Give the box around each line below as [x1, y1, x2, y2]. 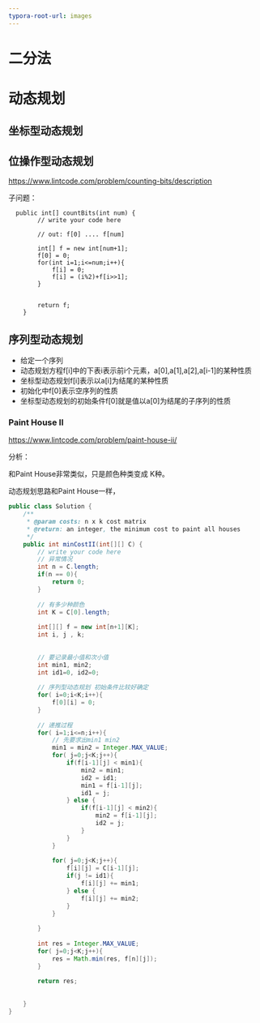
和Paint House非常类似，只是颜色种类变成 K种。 [8, 469, 169, 479]
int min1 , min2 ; [37, 661, 92, 669]
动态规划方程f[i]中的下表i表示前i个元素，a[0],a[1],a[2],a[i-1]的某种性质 [19, 366, 253, 375]
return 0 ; [51, 578, 85, 586]
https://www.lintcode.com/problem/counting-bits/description [8, 176, 212, 186]
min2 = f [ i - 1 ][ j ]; [95, 811, 158, 820]
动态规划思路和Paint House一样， [8, 486, 120, 496]
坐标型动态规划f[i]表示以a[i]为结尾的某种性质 [19, 376, 169, 386]
